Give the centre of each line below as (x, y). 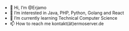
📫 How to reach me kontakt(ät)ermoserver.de (57, 24)
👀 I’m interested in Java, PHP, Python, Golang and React (67, 13)
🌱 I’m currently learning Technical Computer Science (64, 18)
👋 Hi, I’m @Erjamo (28, 8)
